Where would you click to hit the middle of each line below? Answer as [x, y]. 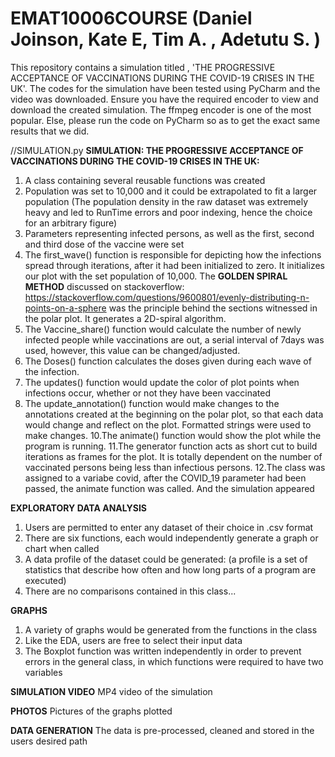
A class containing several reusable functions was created [145, 180]
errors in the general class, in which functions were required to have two [174, 661]
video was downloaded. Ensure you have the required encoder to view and [164, 99]
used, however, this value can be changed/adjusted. [132, 350]
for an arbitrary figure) [71, 223]
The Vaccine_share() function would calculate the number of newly [163, 329]
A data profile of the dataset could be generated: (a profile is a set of [166, 559]
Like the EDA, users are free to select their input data [133, 640]
